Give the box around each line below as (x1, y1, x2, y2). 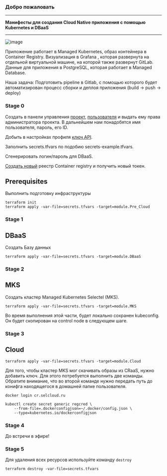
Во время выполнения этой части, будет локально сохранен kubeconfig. (5, 312, 160, 318)
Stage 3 (5, 330, 24, 337)
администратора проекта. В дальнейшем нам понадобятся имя (5, 119, 141, 125)
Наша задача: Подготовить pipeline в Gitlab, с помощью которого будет (5, 80, 158, 86)
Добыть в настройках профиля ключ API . (5, 134, 93, 140)
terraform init (5, 200, 37, 205)
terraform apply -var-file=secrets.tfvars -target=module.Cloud (5, 359, 141, 364)
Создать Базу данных (5, 245, 51, 251)
